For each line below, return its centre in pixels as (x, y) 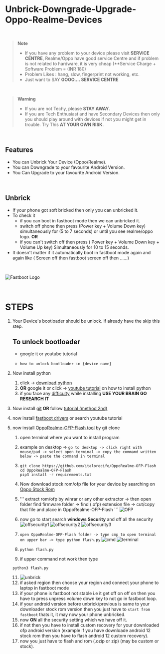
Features (19, 150)
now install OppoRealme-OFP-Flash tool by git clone (66, 428)
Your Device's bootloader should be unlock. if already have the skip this (86, 321)
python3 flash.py (30, 568)
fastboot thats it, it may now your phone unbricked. (73, 615)
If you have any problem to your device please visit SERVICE (87, 53)
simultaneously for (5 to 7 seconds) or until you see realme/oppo (86, 231)
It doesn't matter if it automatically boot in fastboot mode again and (82, 252)
